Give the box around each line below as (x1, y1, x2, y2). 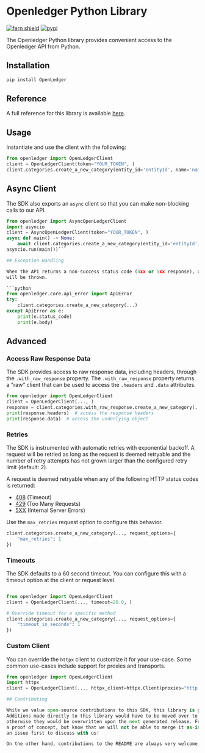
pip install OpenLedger (6, 76, 67, 83)
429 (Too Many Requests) (15, 500, 81, 508)
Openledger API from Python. (6, 43, 81, 50)
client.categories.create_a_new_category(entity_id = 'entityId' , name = (6, 167, 190, 173)
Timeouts (6, 556, 35, 564)
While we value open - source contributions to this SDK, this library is (6, 707, 195, 713)
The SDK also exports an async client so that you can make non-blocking (6, 200, 189, 207)
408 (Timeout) (15, 494, 52, 501)
